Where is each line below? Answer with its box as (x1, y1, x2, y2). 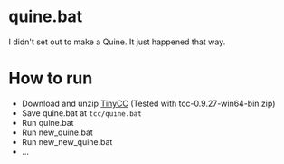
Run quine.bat (21, 117, 74, 128)
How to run (8, 68, 93, 89)
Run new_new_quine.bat (21, 136, 113, 147)
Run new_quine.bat (21, 127, 94, 138)
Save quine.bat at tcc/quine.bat (21, 107, 142, 119)
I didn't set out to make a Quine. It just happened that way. (8, 36, 226, 47)
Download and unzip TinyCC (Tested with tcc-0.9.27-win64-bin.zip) (21, 98, 276, 109)
